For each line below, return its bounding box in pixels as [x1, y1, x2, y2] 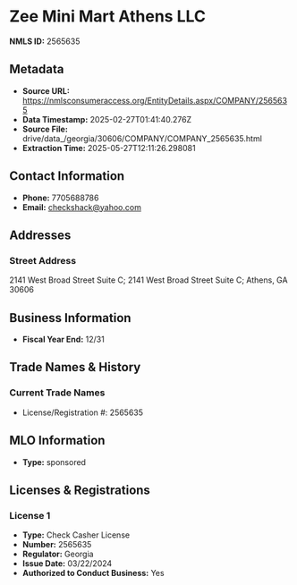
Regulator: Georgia [21, 548, 94, 560]
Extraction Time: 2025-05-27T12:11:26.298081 [21, 142, 196, 153]
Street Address [9, 254, 77, 267]
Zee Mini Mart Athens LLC [9, 6, 206, 27]
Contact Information [9, 168, 125, 184]
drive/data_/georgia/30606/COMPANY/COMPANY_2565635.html [21, 132, 262, 144]
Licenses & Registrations [9, 482, 150, 497]
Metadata [9, 62, 64, 77]
